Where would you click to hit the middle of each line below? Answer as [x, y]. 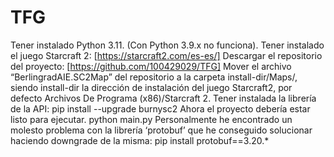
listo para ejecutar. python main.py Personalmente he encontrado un [151, 119]
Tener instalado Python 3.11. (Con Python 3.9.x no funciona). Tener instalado [167, 45]
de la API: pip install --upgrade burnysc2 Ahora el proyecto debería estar [160, 108]
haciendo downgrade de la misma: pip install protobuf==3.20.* [140, 140]
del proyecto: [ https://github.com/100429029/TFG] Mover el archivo [151, 66]
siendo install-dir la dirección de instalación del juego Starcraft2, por [151, 87]
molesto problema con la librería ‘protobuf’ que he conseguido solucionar [161, 130]
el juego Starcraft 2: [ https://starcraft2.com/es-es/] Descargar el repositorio [166, 55]
